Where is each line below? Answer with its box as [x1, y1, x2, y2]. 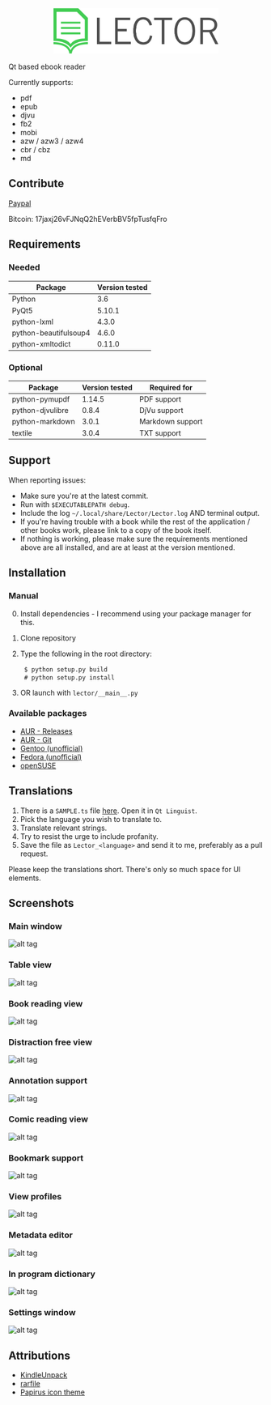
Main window [8, 920, 62, 931]
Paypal [8, 198, 32, 208]
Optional [8, 361, 43, 373]
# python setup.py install [23, 673, 115, 682]
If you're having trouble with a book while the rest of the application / [19, 517, 251, 526]
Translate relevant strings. [19, 823, 108, 832]
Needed [8, 262, 40, 273]
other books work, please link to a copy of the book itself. [19, 525, 212, 534]
